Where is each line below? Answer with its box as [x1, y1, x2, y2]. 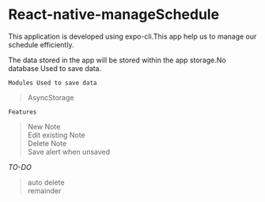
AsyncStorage [27, 92, 74, 102]
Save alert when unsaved [27, 147, 111, 156]
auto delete [27, 178, 65, 187]
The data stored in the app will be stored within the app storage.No [8, 55, 227, 65]
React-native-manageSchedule [8, 6, 220, 24]
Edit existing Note [27, 130, 85, 140]
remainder [27, 185, 62, 195]
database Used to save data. [8, 63, 101, 73]
